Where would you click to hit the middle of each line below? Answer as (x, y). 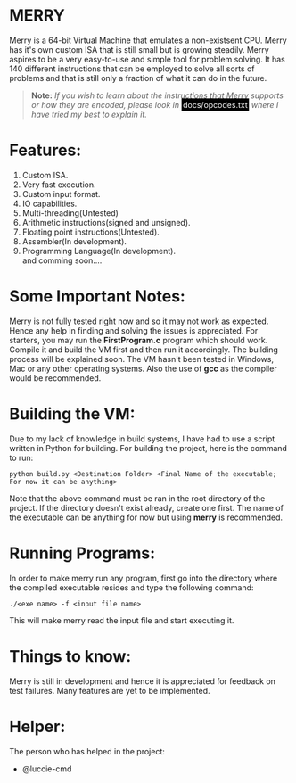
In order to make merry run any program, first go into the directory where (144, 578)
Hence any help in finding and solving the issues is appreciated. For (134, 330)
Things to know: (70, 656)
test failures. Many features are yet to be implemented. (110, 690)
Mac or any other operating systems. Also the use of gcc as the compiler (144, 368)
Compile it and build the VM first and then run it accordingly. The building (144, 350)
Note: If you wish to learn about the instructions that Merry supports (157, 95)
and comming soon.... (62, 260)
